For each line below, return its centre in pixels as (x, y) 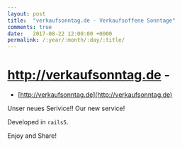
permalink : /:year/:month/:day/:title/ (66, 40)
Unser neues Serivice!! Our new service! (66, 108)
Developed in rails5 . (38, 122)
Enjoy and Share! (32, 136)
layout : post (27, 14)
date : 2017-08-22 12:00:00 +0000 (60, 34)
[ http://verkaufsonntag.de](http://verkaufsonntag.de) (95, 95)
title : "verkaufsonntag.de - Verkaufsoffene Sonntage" (91, 20)
